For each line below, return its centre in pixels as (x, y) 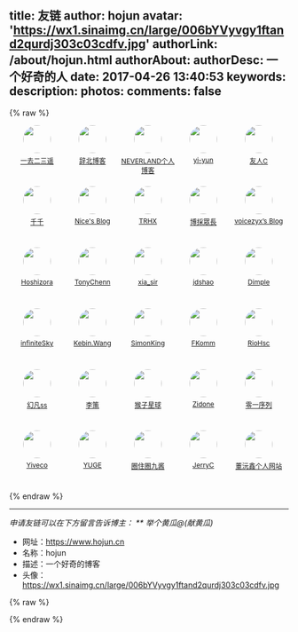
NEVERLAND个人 (148, 161)
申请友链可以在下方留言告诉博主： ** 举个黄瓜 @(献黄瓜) (111, 523)
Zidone (203, 403)
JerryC (203, 465)
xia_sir (148, 282)
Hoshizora (37, 282)
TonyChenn (92, 282)
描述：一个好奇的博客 (61, 564)
